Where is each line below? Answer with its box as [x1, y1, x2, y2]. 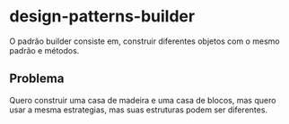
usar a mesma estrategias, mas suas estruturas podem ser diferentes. [9, 104, 267, 115]
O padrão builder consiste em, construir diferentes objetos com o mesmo [9, 36, 280, 46]
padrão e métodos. [9, 45, 80, 55]
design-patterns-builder [9, 6, 196, 27]
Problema [9, 71, 65, 87]
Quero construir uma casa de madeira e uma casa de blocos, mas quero [9, 95, 276, 105]
